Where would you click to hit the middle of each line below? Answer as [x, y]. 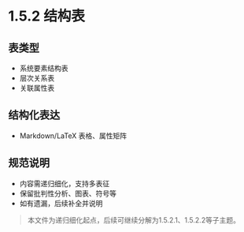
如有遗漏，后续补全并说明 [61, 203]
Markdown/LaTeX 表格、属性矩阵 [73, 136]
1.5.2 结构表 [46, 16]
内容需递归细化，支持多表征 [65, 183]
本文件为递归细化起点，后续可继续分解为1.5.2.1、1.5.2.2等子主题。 [133, 220]
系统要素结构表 [44, 68]
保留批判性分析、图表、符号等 [68, 193]
